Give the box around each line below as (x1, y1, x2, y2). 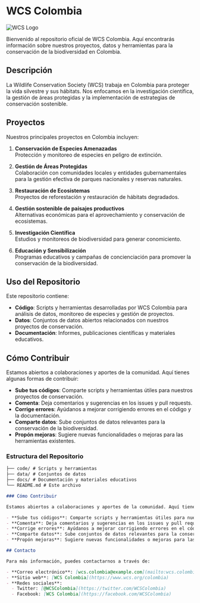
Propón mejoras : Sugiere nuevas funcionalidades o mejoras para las (14, 431, 183, 439)
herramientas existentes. (14, 437, 76, 445)
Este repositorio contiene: (6, 293, 70, 300)
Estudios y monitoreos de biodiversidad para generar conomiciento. (14, 235, 182, 243)
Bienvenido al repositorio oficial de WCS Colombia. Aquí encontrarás (6, 35, 174, 42)
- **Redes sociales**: (6, 580, 62, 586)
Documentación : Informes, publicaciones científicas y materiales (14, 330, 176, 337)
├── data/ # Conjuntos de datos (6, 471, 86, 477)
